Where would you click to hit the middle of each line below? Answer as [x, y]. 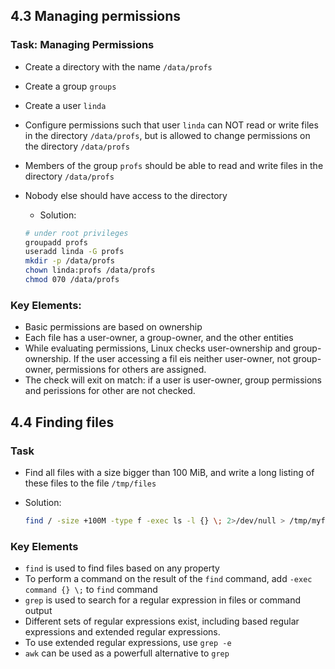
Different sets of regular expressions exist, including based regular [162, 621]
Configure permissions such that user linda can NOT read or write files [171, 125]
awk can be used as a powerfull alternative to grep [127, 653]
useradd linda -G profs [74, 252]
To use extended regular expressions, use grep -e [128, 643]
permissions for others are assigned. [131, 370]
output [38, 611]
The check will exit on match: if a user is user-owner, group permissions [173, 380]
